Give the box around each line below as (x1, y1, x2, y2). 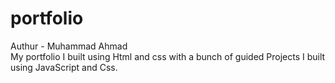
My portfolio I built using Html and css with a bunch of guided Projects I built (10, 50, 326, 62)
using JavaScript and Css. (10, 61, 118, 73)
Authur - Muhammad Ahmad (10, 40, 128, 52)
